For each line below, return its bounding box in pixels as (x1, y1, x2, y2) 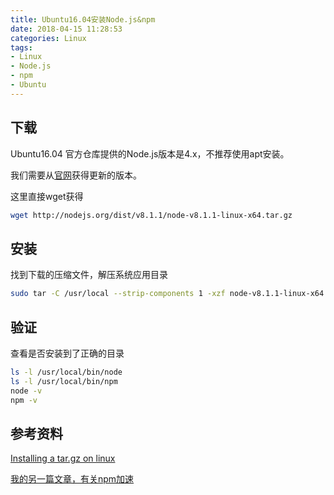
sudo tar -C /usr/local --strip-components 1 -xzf (10, 289, 226, 299)
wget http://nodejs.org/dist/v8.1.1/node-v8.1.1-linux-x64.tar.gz (10, 210, 293, 220)
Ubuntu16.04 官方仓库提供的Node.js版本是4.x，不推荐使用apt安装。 (10, 147, 290, 160)
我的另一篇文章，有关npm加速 (10, 473, 135, 485)
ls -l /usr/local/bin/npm (10, 376, 118, 386)
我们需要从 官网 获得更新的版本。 (10, 169, 142, 181)
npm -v (10, 395, 38, 405)
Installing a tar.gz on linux (10, 452, 116, 465)
